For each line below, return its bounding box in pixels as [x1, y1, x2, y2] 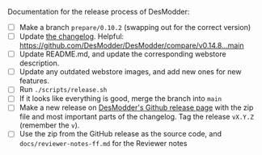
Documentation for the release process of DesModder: [7, 7, 190, 16]
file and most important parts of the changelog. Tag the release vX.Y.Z [19, 112, 254, 122]
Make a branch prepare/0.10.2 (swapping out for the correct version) [19, 23, 251, 31]
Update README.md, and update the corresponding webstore [19, 49, 227, 59]
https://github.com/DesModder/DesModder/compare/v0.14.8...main [19, 40, 244, 51]
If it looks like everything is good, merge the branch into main [19, 94, 222, 103]
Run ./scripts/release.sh [19, 85, 108, 94]
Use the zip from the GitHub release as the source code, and [19, 129, 222, 139]
